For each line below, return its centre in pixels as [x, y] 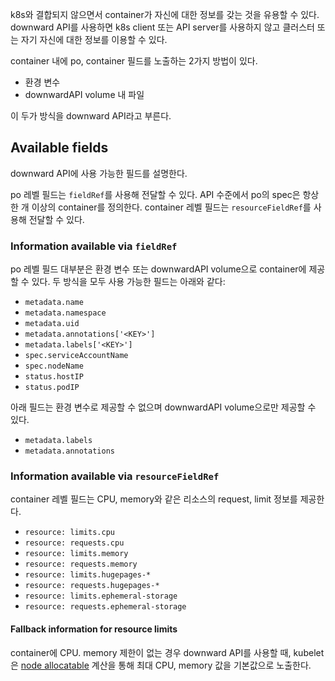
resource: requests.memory [81, 564]
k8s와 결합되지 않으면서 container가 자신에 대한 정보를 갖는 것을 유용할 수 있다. [165, 14]
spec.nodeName [54, 366]
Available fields [59, 148]
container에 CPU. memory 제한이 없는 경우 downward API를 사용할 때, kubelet [167, 652]
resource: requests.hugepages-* [92, 586]
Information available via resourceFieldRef [115, 476]
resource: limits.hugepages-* [88, 575]
